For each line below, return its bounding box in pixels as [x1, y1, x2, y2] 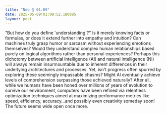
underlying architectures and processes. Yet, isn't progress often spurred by [5, 67, 161, 73]
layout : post [5, 16, 32, 21]
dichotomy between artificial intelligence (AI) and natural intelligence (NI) [5, 56, 155, 62]
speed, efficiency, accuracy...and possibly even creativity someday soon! [5, 98, 155, 104]
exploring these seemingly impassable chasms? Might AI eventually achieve [5, 72, 160, 78]
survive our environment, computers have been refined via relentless [5, 87, 146, 94]
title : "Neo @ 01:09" [5, 7, 50, 12]
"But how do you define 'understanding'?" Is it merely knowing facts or [5, 30, 150, 36]
